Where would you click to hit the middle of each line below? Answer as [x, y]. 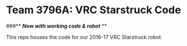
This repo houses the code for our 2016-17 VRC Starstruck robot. [84, 37]
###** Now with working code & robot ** [56, 26]
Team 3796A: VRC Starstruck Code [93, 10]
